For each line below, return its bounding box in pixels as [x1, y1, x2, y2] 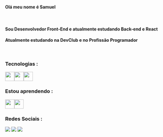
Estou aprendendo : [5, 88, 53, 95]
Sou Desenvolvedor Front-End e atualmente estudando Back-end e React [5, 26, 158, 32]
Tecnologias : [5, 60, 38, 67]
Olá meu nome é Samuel [5, 4, 56, 10]
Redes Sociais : [5, 115, 43, 122]
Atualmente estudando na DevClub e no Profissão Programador [5, 37, 138, 43]
